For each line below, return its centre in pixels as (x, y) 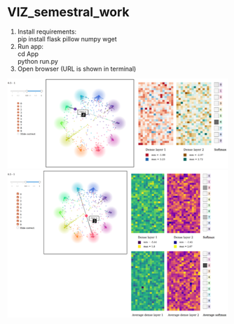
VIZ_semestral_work (68, 12)
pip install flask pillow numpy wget (67, 38)
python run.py (37, 61)
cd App (28, 54)
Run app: (30, 46)
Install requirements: (47, 31)
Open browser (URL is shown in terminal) (77, 69)
